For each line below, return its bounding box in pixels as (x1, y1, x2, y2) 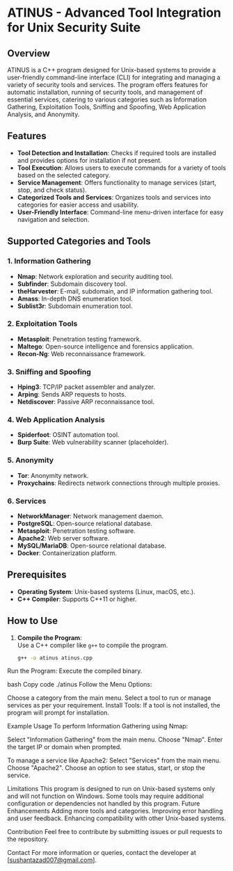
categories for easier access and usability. (17, 200, 139, 209)
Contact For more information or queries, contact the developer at (7, 849, 197, 857)
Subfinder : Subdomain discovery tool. (17, 280, 127, 288)
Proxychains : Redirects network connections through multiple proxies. (17, 479, 220, 487)
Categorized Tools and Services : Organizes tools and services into (17, 193, 211, 201)
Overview (7, 47, 51, 59)
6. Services (7, 496, 47, 506)
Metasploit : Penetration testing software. (17, 527, 136, 535)
